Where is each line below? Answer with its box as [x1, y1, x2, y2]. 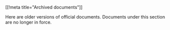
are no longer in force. [5, 19, 52, 25]
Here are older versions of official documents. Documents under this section [5, 14, 165, 19]
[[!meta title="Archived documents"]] [5, 4, 83, 10]
